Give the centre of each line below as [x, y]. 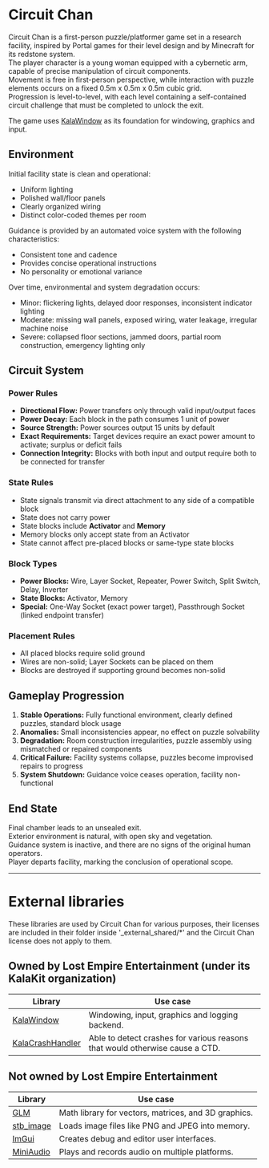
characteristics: [34, 239]
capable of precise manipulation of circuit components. [99, 71]
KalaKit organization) [62, 979]
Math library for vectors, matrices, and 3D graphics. [156, 1113]
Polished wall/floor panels [62, 197]
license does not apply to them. [60, 941]
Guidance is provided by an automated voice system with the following [125, 230]
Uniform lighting [46, 189]
